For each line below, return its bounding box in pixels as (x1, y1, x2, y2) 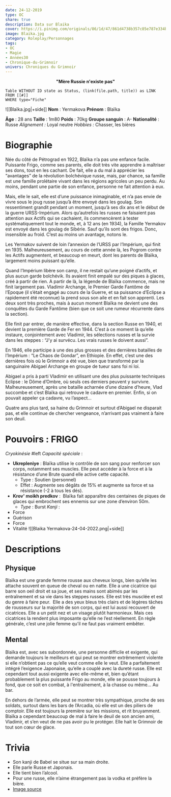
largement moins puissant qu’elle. (5, 257, 76, 264)
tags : (5, 41, 17, 46)
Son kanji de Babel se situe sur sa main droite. (12, 759, 109, 765)
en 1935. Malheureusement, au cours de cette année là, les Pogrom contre (5, 247, 162, 253)
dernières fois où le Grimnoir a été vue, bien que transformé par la (5, 358, 144, 364)
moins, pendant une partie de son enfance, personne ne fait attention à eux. (5, 183, 165, 190)
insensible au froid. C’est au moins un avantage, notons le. (5, 231, 128, 238)
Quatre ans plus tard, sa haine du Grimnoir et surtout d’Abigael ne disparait (5, 405, 162, 411)
